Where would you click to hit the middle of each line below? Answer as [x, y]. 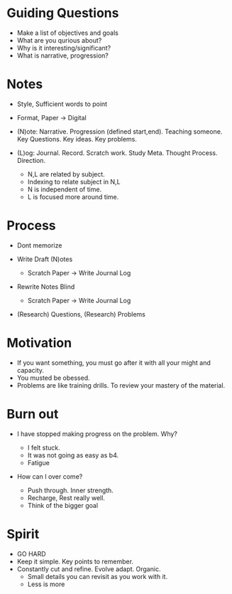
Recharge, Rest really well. [66, 498]
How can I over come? [50, 476]
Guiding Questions [63, 13]
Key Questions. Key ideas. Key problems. [77, 139]
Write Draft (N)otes [45, 259]
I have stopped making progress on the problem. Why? [97, 434]
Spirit [23, 534]
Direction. [31, 160]
